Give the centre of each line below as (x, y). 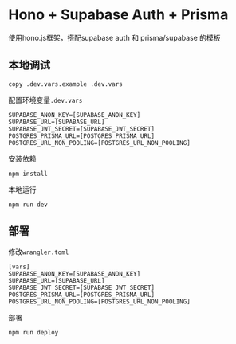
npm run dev (28, 205)
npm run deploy (33, 332)
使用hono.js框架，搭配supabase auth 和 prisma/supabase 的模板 (114, 37)
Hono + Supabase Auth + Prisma (118, 15)
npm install (28, 174)
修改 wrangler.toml (39, 252)
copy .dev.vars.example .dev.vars (66, 84)
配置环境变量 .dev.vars (45, 100)
